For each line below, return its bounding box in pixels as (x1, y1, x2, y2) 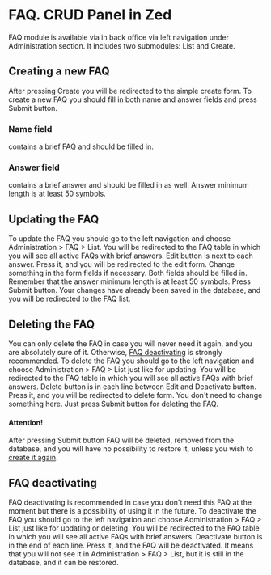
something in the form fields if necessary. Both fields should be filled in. (8, 268, 248, 278)
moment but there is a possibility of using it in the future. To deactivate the (8, 505, 256, 515)
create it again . (8, 453, 58, 463)
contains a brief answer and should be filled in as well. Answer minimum (8, 180, 249, 190)
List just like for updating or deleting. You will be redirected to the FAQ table (8, 523, 260, 533)
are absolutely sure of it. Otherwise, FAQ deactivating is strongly (8, 347, 222, 357)
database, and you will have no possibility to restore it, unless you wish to (8, 444, 253, 454)
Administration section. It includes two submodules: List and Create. (8, 40, 236, 50)
